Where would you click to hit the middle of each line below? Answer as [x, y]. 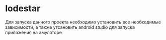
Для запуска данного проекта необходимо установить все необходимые [83, 22]
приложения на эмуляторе [34, 32]
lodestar [23, 9]
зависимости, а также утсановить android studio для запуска [70, 27]
